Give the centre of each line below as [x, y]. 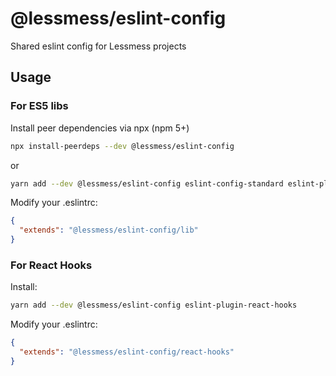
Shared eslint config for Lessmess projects [98, 46]
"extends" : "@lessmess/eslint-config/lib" [109, 230]
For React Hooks [51, 265]
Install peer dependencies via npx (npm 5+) [100, 128]
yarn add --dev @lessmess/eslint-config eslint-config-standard [147, 183]
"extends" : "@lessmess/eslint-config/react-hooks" [127, 352]
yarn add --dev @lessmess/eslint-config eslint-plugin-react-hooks [154, 305]
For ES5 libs [39, 106]
